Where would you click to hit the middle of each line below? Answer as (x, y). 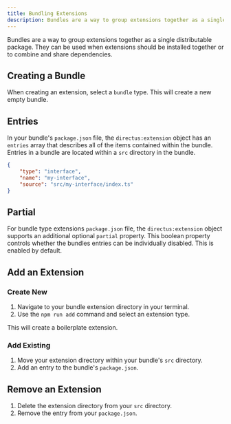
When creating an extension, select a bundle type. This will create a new (109, 92)
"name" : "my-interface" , (55, 178)
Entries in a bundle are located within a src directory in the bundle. (101, 153)
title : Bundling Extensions (47, 13)
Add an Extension (46, 272)
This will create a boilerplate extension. (63, 327)
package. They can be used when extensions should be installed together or (115, 47)
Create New (27, 292)
